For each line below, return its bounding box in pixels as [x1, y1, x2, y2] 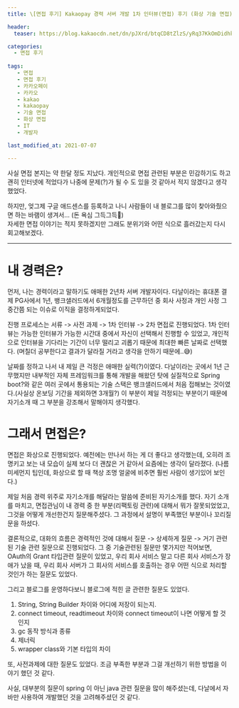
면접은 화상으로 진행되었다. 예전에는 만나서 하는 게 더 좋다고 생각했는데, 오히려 [7, 451, 224, 459]
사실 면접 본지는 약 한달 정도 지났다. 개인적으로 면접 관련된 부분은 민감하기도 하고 [7, 168, 231, 177]
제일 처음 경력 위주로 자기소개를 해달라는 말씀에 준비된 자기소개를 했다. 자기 [7, 493, 216, 501]
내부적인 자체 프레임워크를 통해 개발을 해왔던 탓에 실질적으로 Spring [31, 371, 221, 380]
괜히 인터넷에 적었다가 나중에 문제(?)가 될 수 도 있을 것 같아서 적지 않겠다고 [7, 178, 214, 186]
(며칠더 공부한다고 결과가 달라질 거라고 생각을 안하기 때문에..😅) [16, 347, 193, 356]
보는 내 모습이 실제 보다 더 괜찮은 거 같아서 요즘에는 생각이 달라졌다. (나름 [26, 459, 230, 468]
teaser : [14, 30, 37, 37]
